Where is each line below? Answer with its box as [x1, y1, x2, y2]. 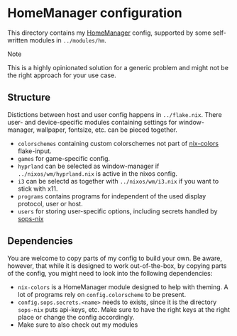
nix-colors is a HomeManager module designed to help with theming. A [17, 282, 228, 291]
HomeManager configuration [7, 5, 182, 21]
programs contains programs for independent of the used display [17, 191, 206, 200]
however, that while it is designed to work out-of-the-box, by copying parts [7, 261, 227, 270]
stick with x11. [17, 184, 58, 193]
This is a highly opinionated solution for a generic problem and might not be [7, 63, 229, 72]
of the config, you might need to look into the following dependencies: [7, 269, 213, 277]
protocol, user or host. [17, 199, 83, 208]
